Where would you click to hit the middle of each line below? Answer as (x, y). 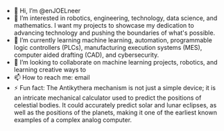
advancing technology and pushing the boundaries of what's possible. (114, 33)
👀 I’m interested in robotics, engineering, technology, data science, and (115, 18)
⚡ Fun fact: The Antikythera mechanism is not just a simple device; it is (115, 88)
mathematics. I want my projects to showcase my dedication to (104, 25)
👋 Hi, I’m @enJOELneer (47, 11)
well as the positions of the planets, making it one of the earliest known (115, 112)
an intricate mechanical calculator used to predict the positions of (107, 98)
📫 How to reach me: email (52, 77)
